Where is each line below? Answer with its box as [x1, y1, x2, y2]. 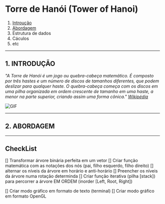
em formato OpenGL [5, 193, 47, 199]
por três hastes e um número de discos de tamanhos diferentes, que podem [5, 78, 160, 84]
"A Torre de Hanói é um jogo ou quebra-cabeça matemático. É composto [5, 72, 154, 78]
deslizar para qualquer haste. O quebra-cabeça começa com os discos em [5, 83, 158, 89]
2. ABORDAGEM [5, 122, 55, 131]
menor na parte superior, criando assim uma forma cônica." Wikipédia [5, 94, 148, 100]
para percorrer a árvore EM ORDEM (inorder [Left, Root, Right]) [5, 178, 133, 184]
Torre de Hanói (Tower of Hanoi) [5, 3, 138, 15]
